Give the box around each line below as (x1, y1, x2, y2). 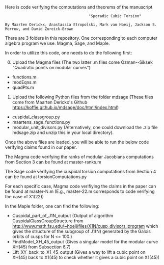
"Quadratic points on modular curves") (12, 65, 91, 70)
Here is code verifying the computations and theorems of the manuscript (5, 4, 153, 10)
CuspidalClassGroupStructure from (12, 218, 83, 224)
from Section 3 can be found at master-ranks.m (5, 159, 102, 165)
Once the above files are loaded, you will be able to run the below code (5, 139, 149, 145)
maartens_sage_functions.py (12, 119, 71, 125)
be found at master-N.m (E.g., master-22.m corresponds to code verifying (5, 188, 155, 194)
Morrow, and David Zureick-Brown (5, 26, 74, 31)
